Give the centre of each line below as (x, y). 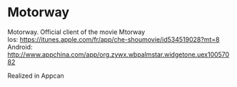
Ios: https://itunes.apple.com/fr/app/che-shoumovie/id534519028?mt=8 (114, 39)
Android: (20, 47)
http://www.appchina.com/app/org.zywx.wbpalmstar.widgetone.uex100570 (118, 54)
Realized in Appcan (36, 76)
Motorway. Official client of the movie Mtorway (76, 32)
